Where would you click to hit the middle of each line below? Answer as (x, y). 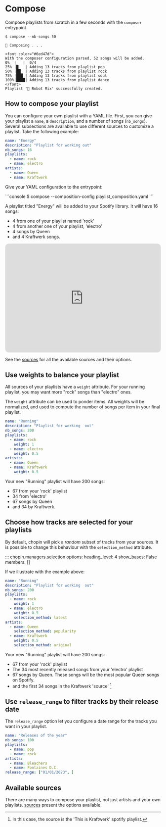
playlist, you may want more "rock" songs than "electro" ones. (68, 392)
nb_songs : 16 (19, 150)
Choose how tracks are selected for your (69, 522)
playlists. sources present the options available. (54, 805)
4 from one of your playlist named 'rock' (53, 221)
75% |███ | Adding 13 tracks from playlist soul (56, 75)
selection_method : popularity (45, 632)
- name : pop (22, 749)
